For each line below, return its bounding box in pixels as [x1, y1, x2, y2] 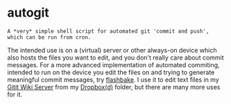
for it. [7, 90, 23, 98]
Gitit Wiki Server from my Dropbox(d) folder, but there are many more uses [7, 83, 221, 91]
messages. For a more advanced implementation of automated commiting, [7, 60, 220, 69]
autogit [7, 5, 50, 21]
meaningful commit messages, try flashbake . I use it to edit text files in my [7, 75, 220, 84]
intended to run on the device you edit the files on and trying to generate [7, 68, 215, 76]
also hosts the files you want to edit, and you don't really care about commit [7, 53, 224, 62]
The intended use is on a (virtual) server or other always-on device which [7, 46, 217, 54]
